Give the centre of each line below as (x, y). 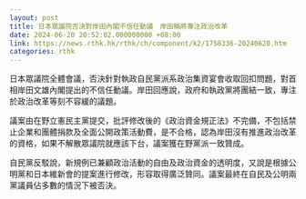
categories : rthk (42, 52)
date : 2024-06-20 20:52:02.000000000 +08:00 (95, 35)
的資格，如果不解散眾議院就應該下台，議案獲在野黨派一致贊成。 (129, 144)
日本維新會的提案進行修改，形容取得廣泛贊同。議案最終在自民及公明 (161, 174)
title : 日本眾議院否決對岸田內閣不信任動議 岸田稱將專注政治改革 (119, 26)
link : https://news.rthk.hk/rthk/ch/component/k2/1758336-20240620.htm (148, 43)
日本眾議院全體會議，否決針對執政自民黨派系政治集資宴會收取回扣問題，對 (149, 79)
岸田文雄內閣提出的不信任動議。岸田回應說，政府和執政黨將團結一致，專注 (157, 90)
